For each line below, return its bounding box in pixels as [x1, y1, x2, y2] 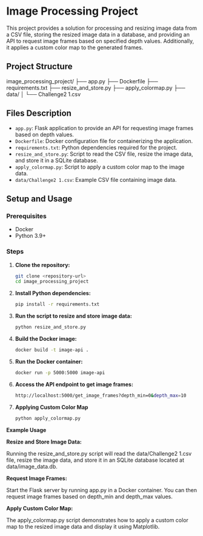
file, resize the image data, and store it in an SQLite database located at [6, 456, 185, 464]
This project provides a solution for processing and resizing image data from [6, 24, 197, 32]
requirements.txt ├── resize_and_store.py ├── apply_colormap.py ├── [6, 84, 186, 91]
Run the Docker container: [15, 358, 83, 365]
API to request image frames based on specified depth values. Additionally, [6, 37, 195, 44]
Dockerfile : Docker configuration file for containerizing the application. [15, 137, 193, 144]
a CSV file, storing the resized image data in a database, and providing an [6, 30, 190, 38]
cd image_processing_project [15, 279, 89, 285]
